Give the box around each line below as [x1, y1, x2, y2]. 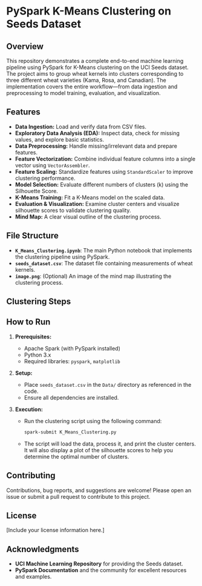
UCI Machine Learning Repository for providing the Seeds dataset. [15, 560, 183, 567]
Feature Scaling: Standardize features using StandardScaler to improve [15, 168, 194, 175]
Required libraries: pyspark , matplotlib [24, 357, 121, 364]
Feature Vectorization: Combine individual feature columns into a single [15, 155, 195, 162]
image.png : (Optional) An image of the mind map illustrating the [15, 272, 172, 280]
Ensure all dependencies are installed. [24, 393, 119, 401]
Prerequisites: [15, 333, 52, 340]
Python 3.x [24, 351, 51, 358]
